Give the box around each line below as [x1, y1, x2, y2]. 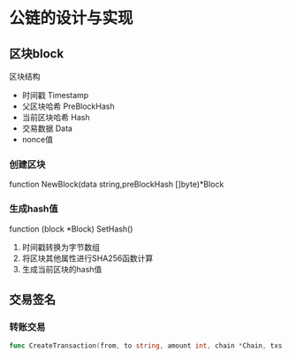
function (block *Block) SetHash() [9, 223, 133, 234]
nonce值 [21, 134, 53, 144]
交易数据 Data [21, 123, 73, 134]
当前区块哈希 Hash [21, 112, 90, 122]
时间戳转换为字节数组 [21, 241, 100, 252]
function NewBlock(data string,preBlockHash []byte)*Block [9, 179, 224, 190]
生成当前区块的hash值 [21, 264, 102, 274]
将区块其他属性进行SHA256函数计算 [21, 253, 154, 264]
